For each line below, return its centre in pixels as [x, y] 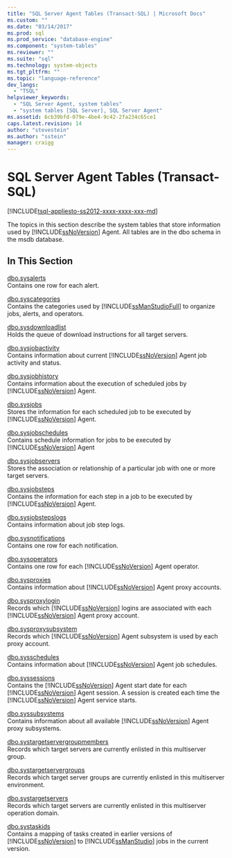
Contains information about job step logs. [66, 525]
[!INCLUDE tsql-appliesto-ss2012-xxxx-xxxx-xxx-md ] [82, 211]
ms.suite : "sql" [30, 59]
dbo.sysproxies [29, 579]
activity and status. [34, 363]
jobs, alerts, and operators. [46, 313]
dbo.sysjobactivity [34, 347]
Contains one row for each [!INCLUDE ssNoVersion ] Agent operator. [103, 566]
